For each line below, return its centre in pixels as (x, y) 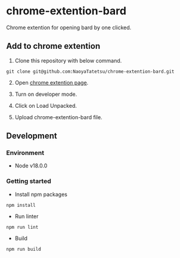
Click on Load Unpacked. (46, 105)
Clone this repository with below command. (68, 60)
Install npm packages (41, 194)
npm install (21, 205)
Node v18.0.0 (31, 166)
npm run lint (22, 227)
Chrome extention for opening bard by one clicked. (69, 27)
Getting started (29, 181)
